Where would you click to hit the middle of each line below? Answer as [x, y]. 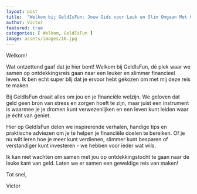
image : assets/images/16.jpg [42, 39]
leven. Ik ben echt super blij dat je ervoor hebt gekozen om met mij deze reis [98, 79]
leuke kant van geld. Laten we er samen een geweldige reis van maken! [92, 163]
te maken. [18, 85]
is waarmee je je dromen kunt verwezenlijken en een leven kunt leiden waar [97, 109]
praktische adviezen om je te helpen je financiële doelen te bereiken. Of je [96, 133]
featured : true [25, 28]
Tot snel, [17, 174]
